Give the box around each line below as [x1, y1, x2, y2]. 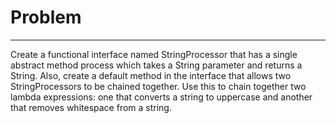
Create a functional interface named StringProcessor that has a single [10, 48, 298, 60]
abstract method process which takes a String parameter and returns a [10, 59, 303, 71]
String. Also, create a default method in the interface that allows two [10, 69, 292, 81]
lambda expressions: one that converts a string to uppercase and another [10, 91, 313, 103]
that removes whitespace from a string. [10, 101, 172, 113]
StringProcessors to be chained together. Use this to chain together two [10, 80, 307, 92]
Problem [10, 6, 82, 29]
